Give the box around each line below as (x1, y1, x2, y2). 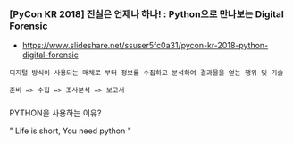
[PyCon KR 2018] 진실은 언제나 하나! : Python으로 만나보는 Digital (9, 7, 284, 20)
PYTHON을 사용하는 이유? (9, 107, 102, 118)
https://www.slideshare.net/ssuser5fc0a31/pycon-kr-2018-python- (21, 40, 269, 51)
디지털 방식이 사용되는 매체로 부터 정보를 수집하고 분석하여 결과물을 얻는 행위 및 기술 (9, 69, 284, 78)
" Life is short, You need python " (9, 125, 131, 136)
